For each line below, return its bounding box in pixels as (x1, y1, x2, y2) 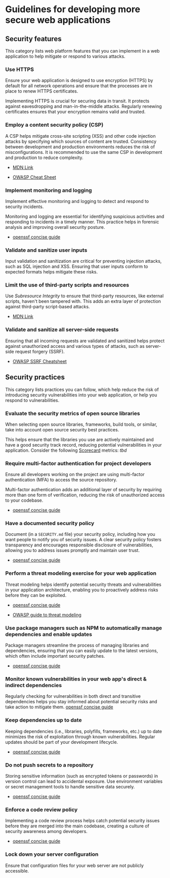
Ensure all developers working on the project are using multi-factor (5, 471, 145, 477)
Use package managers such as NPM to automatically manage (5, 624, 162, 631)
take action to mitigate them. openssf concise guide (5, 704, 113, 710)
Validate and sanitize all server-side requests (5, 326, 119, 333)
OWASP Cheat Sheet (12, 174, 57, 180)
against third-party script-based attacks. (5, 304, 90, 310)
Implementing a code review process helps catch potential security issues (5, 818, 160, 824)
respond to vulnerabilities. (5, 397, 60, 403)
